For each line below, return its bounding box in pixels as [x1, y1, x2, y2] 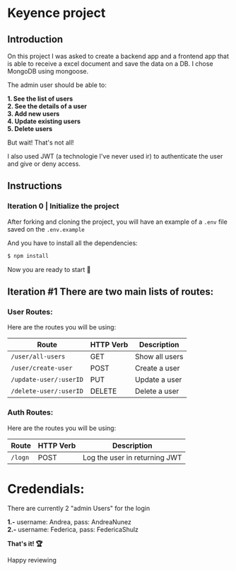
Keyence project [7, 5, 106, 21]
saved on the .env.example [7, 225, 85, 233]
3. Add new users [7, 110, 60, 118]
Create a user [135, 363, 180, 373]
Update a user [135, 375, 182, 385]
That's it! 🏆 [7, 540, 43, 548]
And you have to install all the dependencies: [7, 239, 138, 247]
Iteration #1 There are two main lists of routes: [7, 285, 214, 298]
